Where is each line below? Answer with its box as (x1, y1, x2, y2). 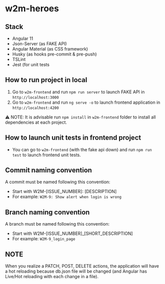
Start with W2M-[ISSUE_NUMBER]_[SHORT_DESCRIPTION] (12, 230, 133, 236)
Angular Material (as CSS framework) (12, 46, 88, 52)
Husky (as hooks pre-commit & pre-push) (12, 51, 97, 57)
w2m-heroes (5, 3, 59, 14)
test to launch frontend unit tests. (12, 152, 81, 158)
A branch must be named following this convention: (5, 221, 110, 227)
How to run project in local (5, 76, 88, 84)
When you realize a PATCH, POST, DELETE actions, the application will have (5, 263, 159, 269)
